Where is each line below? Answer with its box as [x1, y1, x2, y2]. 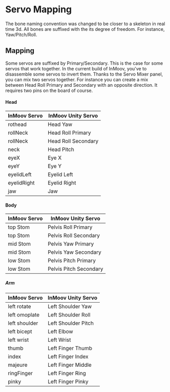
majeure [8, 361, 28, 368]
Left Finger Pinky [48, 378, 89, 385]
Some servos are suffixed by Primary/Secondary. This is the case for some [5, 60, 163, 66]
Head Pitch [48, 145, 74, 153]
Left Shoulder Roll [48, 311, 91, 319]
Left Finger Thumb [48, 345, 93, 352]
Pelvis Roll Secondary [48, 232, 100, 239]
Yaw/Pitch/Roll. [5, 31, 37, 38]
